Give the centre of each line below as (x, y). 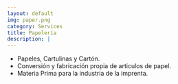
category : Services (35, 26)
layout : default (30, 13)
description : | (29, 39)
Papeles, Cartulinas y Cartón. (58, 59)
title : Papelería (32, 33)
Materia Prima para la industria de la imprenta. (82, 74)
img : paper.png (29, 20)
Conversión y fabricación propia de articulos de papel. (94, 66)
